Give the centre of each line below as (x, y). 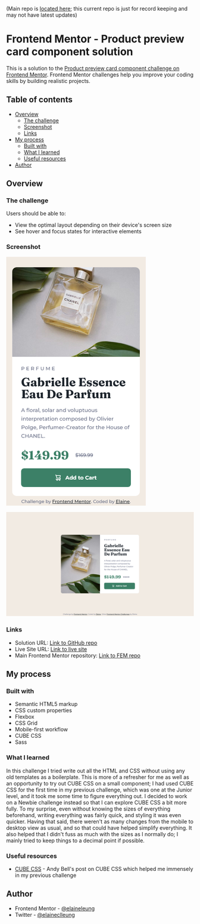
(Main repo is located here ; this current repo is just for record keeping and (97, 9)
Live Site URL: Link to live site (51, 649)
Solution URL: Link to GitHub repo (56, 643)
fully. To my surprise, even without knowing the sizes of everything (88, 809)
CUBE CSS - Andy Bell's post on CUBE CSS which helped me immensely (104, 868)
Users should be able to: (36, 214)
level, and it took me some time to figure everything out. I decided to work (97, 796)
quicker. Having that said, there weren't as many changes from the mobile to (100, 821)
